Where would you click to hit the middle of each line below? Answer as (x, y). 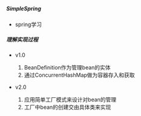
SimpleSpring (24, 8)
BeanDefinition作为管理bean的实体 (67, 67)
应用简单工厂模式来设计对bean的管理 (70, 99)
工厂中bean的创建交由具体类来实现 (67, 107)
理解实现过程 (22, 39)
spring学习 (28, 24)
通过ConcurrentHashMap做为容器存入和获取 (79, 75)
